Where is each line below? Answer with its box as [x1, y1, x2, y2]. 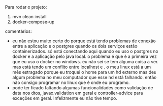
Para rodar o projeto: [5, 4, 47, 10]
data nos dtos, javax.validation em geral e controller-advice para [12, 90, 143, 96]
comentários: [5, 28, 32, 34]
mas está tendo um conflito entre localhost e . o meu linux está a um [12, 64, 151, 70]
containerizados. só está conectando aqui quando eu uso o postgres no [12, 49, 159, 54]
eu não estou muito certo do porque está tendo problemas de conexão [12, 38, 156, 44]
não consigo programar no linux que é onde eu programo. [12, 79, 130, 85]
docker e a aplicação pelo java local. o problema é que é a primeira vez [12, 53, 157, 59]
